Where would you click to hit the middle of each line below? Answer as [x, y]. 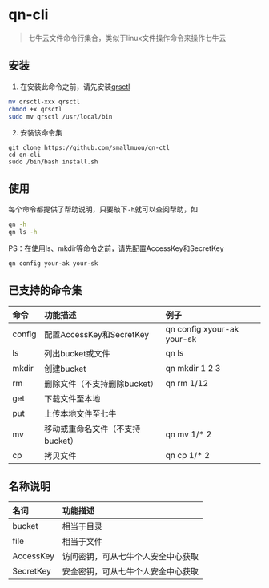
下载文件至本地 [72, 398]
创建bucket [65, 369]
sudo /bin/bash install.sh [53, 162]
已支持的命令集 [45, 290]
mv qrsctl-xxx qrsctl [44, 102]
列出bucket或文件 [77, 353]
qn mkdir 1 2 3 [193, 368]
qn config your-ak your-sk [53, 263]
